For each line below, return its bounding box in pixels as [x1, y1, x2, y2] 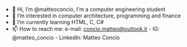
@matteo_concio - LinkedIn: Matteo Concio [11, 34, 120, 41]
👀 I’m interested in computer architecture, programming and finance [11, 12, 181, 19]
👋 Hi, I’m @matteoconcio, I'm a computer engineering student [11, 6, 166, 13]
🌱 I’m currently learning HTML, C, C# [11, 19, 104, 25]
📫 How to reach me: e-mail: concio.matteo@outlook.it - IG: [11, 25, 160, 33]
